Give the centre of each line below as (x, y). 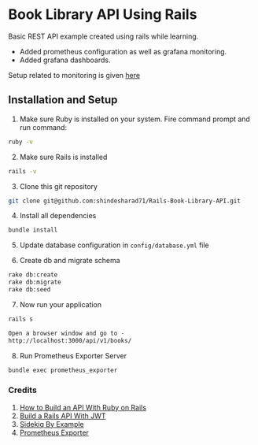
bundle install (33, 230)
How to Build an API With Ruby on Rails (83, 407)
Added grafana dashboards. (65, 60)
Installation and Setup (63, 100)
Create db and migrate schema (70, 261)
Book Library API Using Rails (103, 15)
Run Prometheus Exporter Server (73, 355)
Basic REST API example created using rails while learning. (103, 36)
